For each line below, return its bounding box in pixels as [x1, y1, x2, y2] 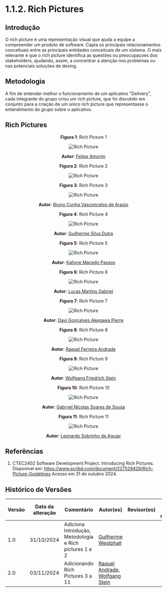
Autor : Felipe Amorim [61, 153, 106, 159]
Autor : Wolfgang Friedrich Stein [51, 375, 116, 381]
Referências [5, 447, 44, 456]
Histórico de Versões [5, 485, 72, 493]
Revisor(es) [127, 506, 156, 513]
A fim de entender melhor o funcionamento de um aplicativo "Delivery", [5, 91, 152, 97]
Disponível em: [12, 466, 43, 472]
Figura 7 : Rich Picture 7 [59, 297, 108, 304]
